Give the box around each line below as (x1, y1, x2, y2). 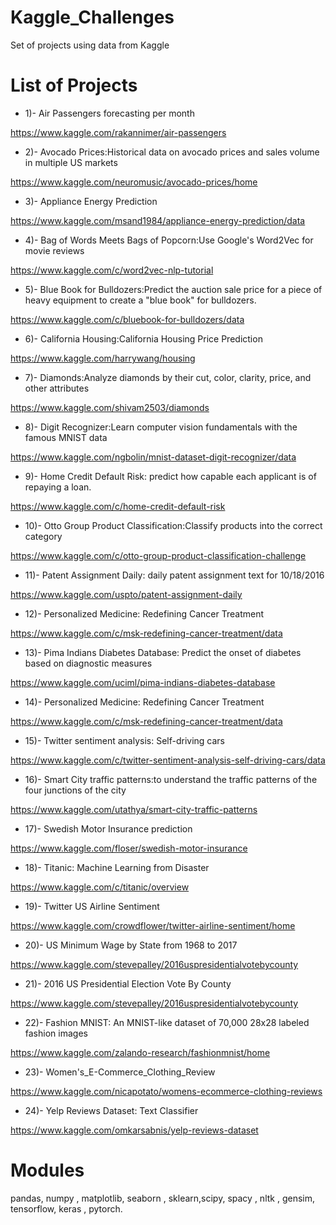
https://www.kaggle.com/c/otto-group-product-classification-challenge (10, 549, 307, 561)
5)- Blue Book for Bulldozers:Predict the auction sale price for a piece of (24, 283, 323, 295)
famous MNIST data (24, 431, 108, 443)
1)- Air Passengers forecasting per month (24, 107, 195, 119)
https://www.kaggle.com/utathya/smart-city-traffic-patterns (10, 803, 258, 815)
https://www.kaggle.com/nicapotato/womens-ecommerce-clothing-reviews (10, 1085, 323, 1097)
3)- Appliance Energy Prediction (24, 195, 158, 207)
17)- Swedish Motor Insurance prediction (24, 822, 193, 835)
